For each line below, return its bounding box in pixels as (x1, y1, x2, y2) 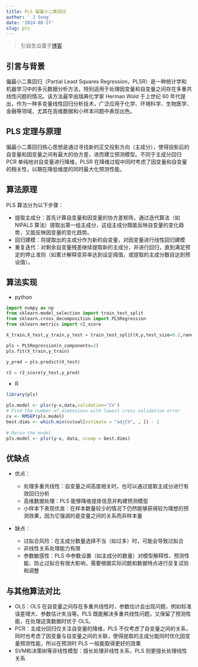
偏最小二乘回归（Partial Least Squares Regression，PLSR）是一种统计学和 (6, 78, 187, 85)
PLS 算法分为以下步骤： (6, 201, 64, 208)
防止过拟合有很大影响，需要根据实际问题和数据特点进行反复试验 (34, 560, 189, 567)
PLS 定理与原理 (6, 127, 62, 137)
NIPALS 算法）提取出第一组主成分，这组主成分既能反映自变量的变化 (14, 221, 179, 228)
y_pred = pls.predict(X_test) (6, 359, 81, 365)
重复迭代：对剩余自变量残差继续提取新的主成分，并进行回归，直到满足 (14, 243, 186, 250)
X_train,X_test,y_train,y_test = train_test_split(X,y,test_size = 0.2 (6, 332, 181, 338)
